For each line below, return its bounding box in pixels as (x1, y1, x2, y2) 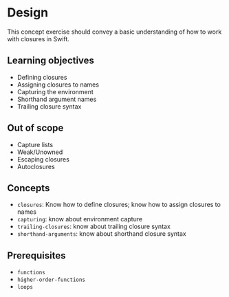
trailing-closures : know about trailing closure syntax (17, 222, 171, 231)
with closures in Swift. (7, 34, 70, 43)
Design (7, 5, 49, 21)
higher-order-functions (17, 276, 86, 283)
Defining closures (17, 73, 67, 81)
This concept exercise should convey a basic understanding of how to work (7, 27, 222, 36)
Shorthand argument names (17, 95, 97, 103)
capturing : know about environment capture (17, 215, 143, 223)
